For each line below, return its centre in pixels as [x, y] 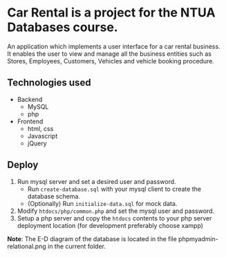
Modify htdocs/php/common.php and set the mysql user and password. [116, 211]
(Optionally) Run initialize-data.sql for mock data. [102, 203]
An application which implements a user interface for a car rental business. [114, 46]
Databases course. [63, 27]
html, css [40, 128]
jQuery [37, 143]
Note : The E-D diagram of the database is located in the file [92, 238]
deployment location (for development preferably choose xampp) [110, 225]
